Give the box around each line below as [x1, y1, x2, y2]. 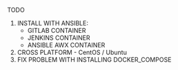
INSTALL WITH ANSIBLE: [17, 19, 88, 27]
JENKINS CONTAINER [27, 34, 90, 42]
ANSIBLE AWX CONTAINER [27, 41, 106, 49]
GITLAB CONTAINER [27, 27, 86, 34]
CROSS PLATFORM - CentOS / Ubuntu [17, 48, 128, 56]
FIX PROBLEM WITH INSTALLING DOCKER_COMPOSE [17, 56, 172, 64]
